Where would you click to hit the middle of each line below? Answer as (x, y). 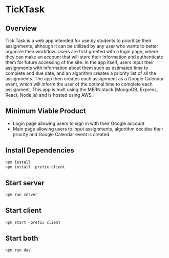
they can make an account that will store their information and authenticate (84, 57)
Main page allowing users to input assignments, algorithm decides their (88, 128)
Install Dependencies (40, 150)
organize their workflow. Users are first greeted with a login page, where (82, 51)
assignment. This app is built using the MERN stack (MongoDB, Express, (82, 90)
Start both (22, 238)
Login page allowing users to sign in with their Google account (79, 123)
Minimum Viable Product (46, 111)
